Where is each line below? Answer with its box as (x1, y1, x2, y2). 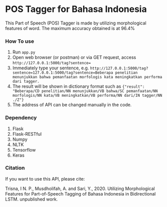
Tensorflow (12, 147, 36, 153)
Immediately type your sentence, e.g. (12, 65, 89, 71)
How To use (5, 37, 34, 44)
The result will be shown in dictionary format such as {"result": (12, 83, 145, 89)
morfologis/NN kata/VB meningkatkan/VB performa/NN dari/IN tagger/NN (12, 93, 163, 98)
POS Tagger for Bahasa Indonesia (5, 3, 147, 15)
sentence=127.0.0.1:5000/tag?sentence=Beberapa (12, 70, 113, 75)
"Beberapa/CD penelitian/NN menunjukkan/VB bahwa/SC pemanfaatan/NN (12, 89, 158, 94)
